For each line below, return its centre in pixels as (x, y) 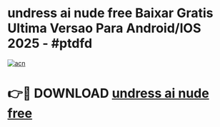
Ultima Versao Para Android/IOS (104, 28)
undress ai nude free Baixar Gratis (110, 13)
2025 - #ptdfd (50, 44)
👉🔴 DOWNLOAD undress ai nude (108, 93)
